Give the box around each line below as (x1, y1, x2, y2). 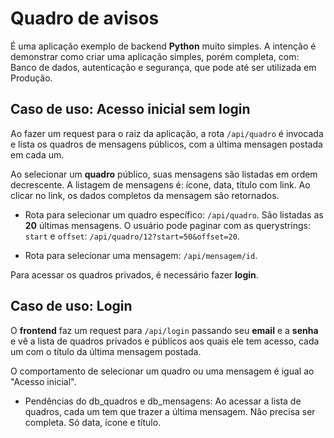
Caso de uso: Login (10, 298, 133, 315)
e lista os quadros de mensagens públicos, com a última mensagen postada (10, 138, 323, 150)
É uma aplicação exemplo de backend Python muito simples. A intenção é (10, 40, 317, 52)
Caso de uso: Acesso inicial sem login (10, 101, 251, 118)
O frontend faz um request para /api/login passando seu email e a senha (10, 324, 319, 336)
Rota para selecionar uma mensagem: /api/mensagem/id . (24, 249, 258, 261)
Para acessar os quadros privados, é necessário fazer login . (10, 268, 259, 281)
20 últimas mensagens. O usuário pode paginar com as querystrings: (24, 219, 311, 231)
